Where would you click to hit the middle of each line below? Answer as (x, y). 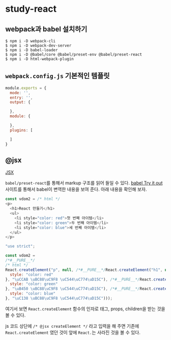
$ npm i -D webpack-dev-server (38, 46)
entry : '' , (21, 98)
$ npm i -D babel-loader (32, 50)
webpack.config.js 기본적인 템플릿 (58, 76)
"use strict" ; (20, 246)
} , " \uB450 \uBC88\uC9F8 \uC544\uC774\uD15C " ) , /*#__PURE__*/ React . (79, 289)
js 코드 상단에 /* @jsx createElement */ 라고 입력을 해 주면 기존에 (72, 326)
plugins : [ (21, 130)
